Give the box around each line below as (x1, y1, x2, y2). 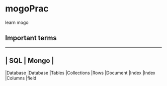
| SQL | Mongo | (5, 57, 54, 65)
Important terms (5, 34, 57, 42)
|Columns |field (5, 75, 37, 81)
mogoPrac (5, 3, 49, 14)
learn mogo (5, 19, 29, 25)
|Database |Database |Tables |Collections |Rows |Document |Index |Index (5, 70, 156, 76)
